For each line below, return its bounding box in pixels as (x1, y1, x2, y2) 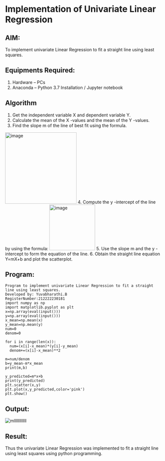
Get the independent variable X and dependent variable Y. (12, 112, 131, 118)
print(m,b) (5, 365, 28, 371)
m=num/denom (5, 357, 30, 362)
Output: (5, 405, 30, 413)
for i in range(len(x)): (5, 340, 56, 345)
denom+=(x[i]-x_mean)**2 (9, 348, 61, 353)
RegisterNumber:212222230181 (5, 296, 65, 302)
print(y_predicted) (5, 379, 45, 384)
